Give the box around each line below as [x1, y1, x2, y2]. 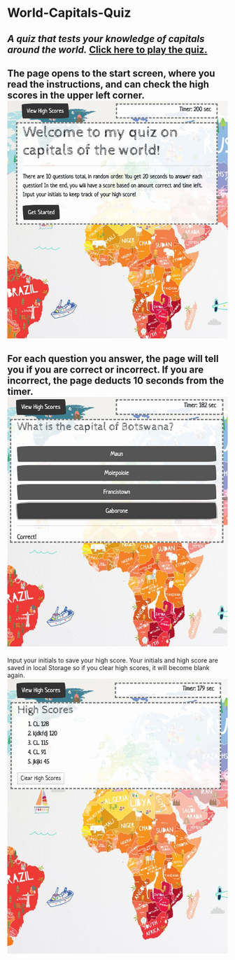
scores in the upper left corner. [7, 89, 145, 101]
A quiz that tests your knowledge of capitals [7, 33, 205, 45]
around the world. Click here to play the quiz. [7, 43, 208, 55]
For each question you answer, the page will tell [7, 353, 219, 365]
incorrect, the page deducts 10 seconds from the [7, 375, 225, 387]
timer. [7, 386, 34, 398]
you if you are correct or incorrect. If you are [7, 364, 204, 376]
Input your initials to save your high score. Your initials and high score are [7, 656, 218, 665]
